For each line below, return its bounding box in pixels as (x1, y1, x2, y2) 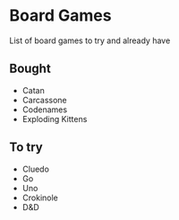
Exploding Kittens (21, 113, 88, 124)
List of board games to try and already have (9, 35, 171, 46)
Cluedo (21, 163, 49, 174)
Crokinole (21, 192, 58, 203)
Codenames (21, 104, 68, 115)
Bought (9, 61, 51, 76)
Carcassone (21, 94, 67, 105)
